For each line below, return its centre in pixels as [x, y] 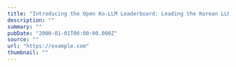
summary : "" [25, 27]
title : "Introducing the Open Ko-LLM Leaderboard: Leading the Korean [113, 14]
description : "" [31, 20]
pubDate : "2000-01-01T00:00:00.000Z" [63, 33]
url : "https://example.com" [48, 46]
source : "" [23, 40]
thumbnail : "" [28, 53]
